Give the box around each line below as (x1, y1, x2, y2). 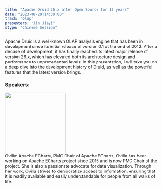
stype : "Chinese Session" (5, 25, 57, 30)
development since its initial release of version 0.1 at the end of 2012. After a (5, 44, 157, 49)
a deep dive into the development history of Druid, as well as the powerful (5, 64, 153, 70)
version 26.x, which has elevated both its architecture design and (5, 54, 135, 60)
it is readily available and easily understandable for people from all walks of (5, 173, 156, 179)
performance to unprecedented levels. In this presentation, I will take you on (5, 59, 157, 65)
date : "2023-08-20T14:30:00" (5, 12, 64, 16)
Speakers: (5, 81, 30, 88)
